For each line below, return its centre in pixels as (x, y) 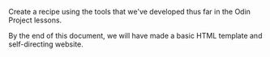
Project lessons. (35, 20)
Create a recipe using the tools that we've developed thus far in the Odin (130, 12)
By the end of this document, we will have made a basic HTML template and (135, 36)
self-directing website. (46, 44)
